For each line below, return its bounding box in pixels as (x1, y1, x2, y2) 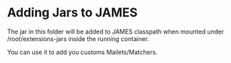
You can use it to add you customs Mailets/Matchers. (7, 48, 158, 56)
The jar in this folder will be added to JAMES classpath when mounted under (7, 27, 224, 36)
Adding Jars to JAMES (7, 5, 138, 21)
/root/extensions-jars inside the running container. (7, 34, 150, 42)
